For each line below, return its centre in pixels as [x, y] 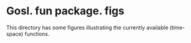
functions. [37, 33]
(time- [177, 27]
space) [15, 33]
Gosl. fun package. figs [65, 11]
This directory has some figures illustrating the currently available [87, 27]
